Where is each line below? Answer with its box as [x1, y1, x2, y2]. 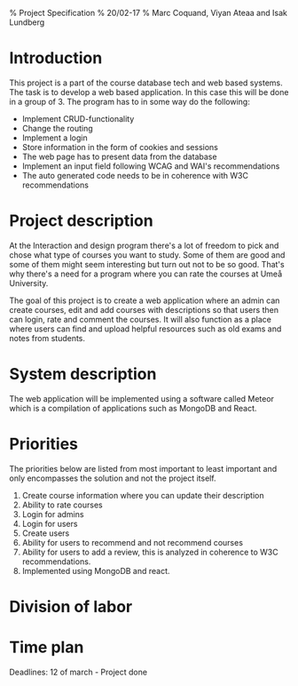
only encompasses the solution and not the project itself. [9, 473, 216, 483]
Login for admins [21, 508, 84, 519]
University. [9, 277, 49, 288]
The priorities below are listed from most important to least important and [9, 463, 278, 474]
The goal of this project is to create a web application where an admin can [9, 295, 280, 306]
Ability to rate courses [21, 499, 104, 510]
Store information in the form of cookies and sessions [21, 141, 219, 152]
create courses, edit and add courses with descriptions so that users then [9, 304, 279, 315]
